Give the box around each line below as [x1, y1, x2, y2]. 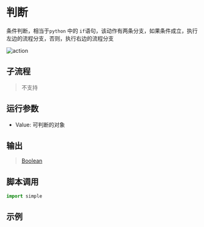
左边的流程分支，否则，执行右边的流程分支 [6, 34, 114, 42]
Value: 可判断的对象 [15, 121, 66, 128]
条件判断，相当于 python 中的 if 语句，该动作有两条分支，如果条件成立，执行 [6, 27, 198, 34]
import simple [6, 193, 43, 199]
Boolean [21, 157, 43, 164]
